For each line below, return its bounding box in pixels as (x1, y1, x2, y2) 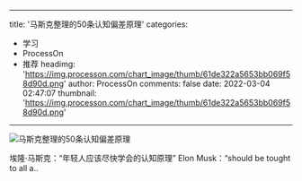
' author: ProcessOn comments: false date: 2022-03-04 (63, 78, 271, 89)
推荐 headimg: (22, 59, 76, 69)
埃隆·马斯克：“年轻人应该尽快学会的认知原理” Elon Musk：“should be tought (9, 153, 291, 163)
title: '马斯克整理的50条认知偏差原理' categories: (9, 19, 189, 30)
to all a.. (9, 163, 39, 173)
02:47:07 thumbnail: (22, 88, 97, 99)
